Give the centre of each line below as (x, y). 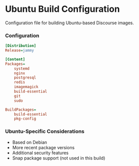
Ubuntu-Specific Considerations (45, 131)
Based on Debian (30, 142)
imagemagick (26, 87)
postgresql (25, 78)
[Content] (15, 59)
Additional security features (40, 153)
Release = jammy (20, 50)
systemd (22, 68)
